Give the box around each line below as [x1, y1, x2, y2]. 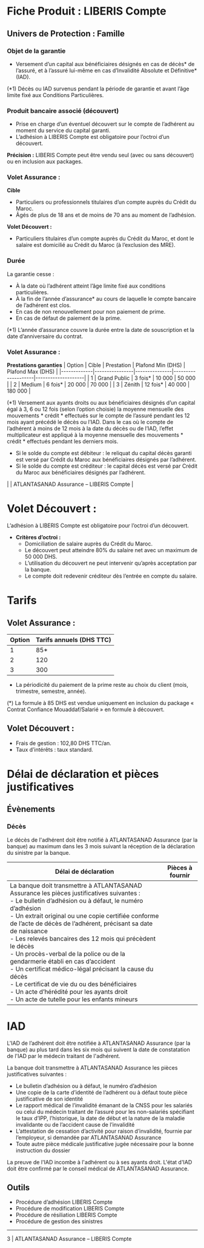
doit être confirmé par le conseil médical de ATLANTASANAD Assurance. [7, 1165, 189, 1172]
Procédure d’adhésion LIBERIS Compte [15, 1198, 113, 1206]
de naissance [10, 926, 48, 935]
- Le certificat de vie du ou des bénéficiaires [10, 980, 137, 988]
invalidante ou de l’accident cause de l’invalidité [15, 1121, 135, 1128]
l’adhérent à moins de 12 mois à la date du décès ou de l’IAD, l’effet [7, 425, 174, 432]
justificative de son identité [15, 1095, 84, 1102]
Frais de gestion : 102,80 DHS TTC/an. [15, 739, 111, 747]
